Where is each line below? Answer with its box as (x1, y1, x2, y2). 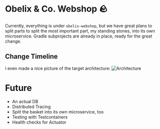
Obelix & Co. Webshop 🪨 (5, 3, 108, 15)
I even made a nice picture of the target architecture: (5, 65, 111, 71)
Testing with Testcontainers (12, 114, 68, 120)
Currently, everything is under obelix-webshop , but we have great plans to (5, 22, 152, 29)
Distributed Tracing (12, 104, 51, 110)
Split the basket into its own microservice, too (12, 109, 104, 114)
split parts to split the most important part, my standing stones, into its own (5, 28, 155, 34)
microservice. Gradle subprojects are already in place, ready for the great (5, 33, 152, 39)
